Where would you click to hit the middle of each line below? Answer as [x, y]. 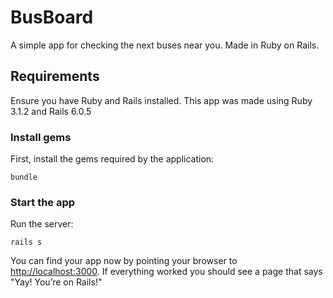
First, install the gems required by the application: [112, 159]
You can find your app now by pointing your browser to [124, 261]
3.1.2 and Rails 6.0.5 [51, 111]
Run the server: [42, 224]
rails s [26, 242]
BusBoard [52, 17]
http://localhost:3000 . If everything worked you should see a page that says [166, 272]
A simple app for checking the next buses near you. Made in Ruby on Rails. [165, 45]
